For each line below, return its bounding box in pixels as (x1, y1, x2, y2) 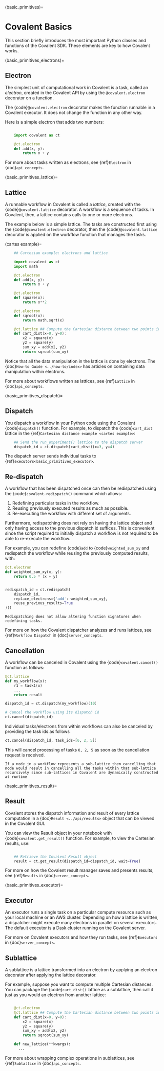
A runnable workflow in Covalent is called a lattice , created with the (5, 202, 141, 207)
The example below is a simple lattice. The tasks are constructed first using (5, 221, 157, 227)
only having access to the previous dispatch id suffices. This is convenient (5, 525, 155, 531)
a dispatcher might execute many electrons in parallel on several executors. (5, 920, 157, 926)
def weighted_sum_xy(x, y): (5, 570, 62, 574)
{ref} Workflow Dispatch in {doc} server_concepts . (5, 632, 103, 638)
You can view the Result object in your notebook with (5, 830, 112, 836)
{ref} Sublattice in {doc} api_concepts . (5, 1060, 81, 1066)
